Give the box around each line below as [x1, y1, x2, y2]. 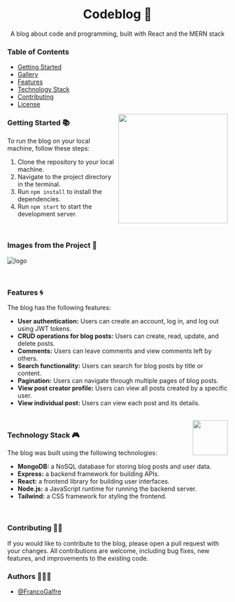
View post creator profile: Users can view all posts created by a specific [17, 384, 228, 393]
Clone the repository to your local [17, 157, 114, 166]
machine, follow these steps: [7, 143, 90, 153]
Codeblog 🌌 [83, 6, 152, 22]
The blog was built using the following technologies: [7, 449, 157, 457]
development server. [17, 209, 77, 218]
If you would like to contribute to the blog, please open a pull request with [7, 539, 220, 547]
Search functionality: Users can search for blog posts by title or [17, 362, 204, 370]
